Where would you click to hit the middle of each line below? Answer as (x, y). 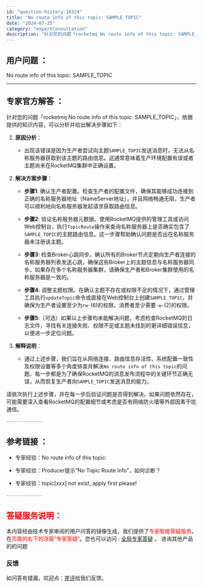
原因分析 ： (28, 137)
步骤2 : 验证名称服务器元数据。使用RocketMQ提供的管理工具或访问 (106, 219)
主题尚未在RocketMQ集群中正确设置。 (72, 165)
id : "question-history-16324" (44, 12)
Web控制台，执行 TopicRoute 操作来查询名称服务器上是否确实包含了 (107, 226)
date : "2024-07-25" (31, 23)
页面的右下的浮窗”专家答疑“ (46, 539)
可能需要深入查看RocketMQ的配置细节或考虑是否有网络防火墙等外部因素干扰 (101, 402)
